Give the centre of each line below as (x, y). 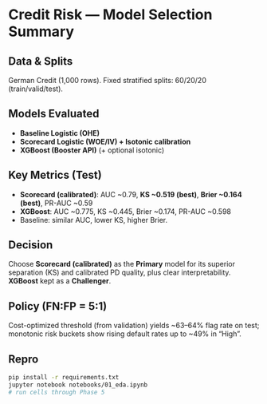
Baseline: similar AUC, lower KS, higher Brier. (94, 220)
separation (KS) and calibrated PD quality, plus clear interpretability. (120, 272)
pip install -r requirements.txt (64, 378)
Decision (31, 245)
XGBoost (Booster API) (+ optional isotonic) (92, 150)
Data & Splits (41, 61)
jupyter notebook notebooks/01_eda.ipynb (78, 385)
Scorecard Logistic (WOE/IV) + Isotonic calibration (105, 141)
